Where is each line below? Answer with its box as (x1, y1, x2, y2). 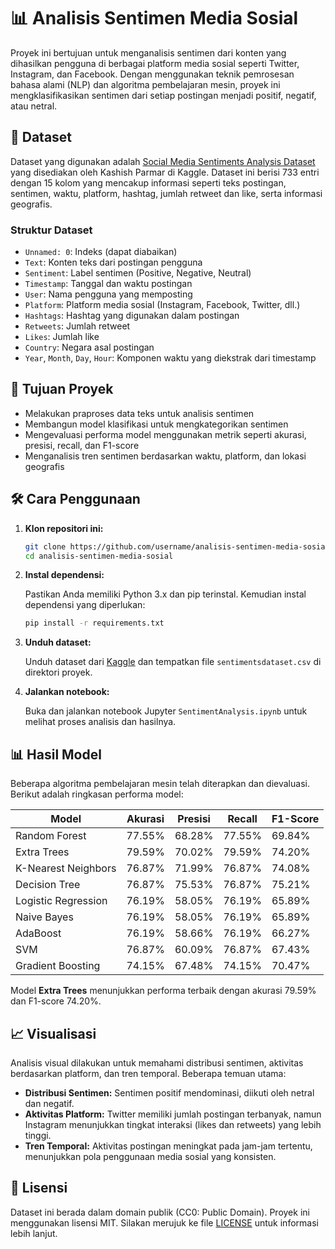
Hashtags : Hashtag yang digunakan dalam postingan (24, 310, 240, 322)
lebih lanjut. (10, 1227, 58, 1239)
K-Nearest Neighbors (15, 861, 117, 875)
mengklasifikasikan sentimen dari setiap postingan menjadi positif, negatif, (10, 89, 317, 101)
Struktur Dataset (10, 223, 93, 237)
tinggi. (24, 1129, 52, 1141)
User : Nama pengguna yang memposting (24, 288, 193, 300)
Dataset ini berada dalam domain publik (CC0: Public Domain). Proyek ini (10, 1206, 310, 1218)
